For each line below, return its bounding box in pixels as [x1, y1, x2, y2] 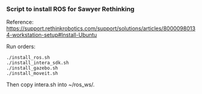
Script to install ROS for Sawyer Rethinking [6, 5, 135, 13]
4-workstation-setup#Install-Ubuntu [6, 31, 97, 39]
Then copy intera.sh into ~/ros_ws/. [6, 81, 95, 89]
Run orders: [6, 43, 36, 50]
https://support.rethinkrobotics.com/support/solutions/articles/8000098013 [6, 25, 196, 32]
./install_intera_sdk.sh [6, 60, 69, 66]
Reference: [6, 19, 34, 26]
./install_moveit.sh [6, 70, 59, 77]
